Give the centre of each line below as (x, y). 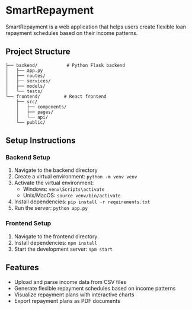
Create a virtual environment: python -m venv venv (76, 177)
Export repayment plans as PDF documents (67, 301)
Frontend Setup (28, 223)
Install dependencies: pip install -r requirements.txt (82, 202)
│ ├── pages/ (35, 112)
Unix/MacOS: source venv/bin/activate (72, 196)
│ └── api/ (32, 117)
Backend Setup (28, 158)
